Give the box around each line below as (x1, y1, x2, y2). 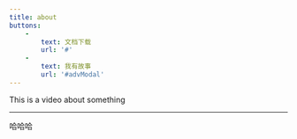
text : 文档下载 (41, 37, 91, 47)
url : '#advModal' (41, 70, 104, 79)
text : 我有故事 (41, 62, 91, 71)
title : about (9, 12, 57, 22)
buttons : (9, 21, 42, 30)
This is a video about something (9, 94, 126, 105)
